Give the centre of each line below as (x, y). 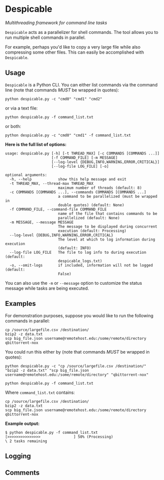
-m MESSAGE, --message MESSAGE (42, 222)
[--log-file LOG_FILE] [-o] (80, 166)
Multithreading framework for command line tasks (56, 23)
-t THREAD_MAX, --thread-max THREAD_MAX (51, 183)
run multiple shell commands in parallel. (46, 37)
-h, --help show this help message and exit (68, 179)
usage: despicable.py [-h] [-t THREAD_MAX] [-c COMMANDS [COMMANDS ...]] (82, 153)
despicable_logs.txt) (80, 261)
